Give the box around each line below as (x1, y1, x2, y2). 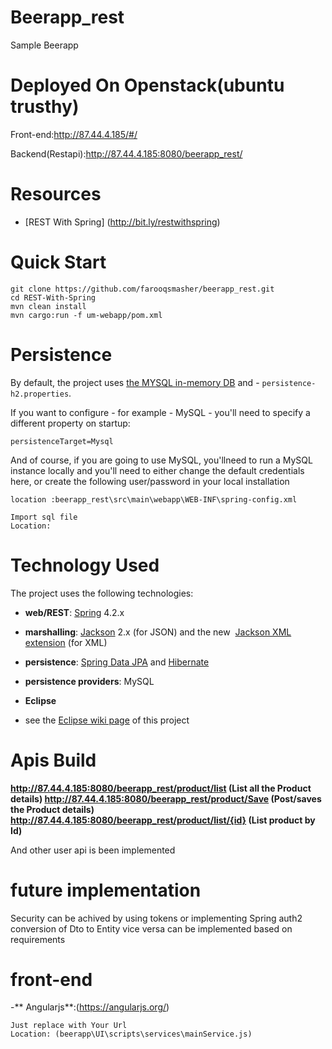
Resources (10, 183, 102, 206)
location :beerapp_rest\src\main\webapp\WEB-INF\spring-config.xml (10, 494, 298, 505)
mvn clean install (10, 301, 87, 311)
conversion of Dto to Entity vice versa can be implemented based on (10, 922, 293, 935)
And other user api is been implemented (10, 844, 176, 856)
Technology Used (10, 554, 160, 576)
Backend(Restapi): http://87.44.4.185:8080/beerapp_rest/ (10, 147, 243, 160)
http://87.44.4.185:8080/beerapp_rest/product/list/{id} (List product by (10, 814, 316, 826)
